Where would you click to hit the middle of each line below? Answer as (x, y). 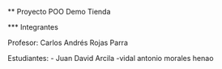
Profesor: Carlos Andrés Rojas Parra (68, 43)
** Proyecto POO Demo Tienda (59, 12)
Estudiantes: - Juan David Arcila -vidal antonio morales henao (111, 58)
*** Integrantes (33, 27)
